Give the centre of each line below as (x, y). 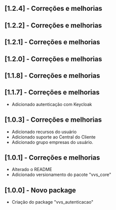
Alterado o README (32, 170)
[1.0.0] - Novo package (40, 190)
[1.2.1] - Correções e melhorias (52, 42)
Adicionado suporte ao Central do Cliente (54, 137)
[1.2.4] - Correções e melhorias (54, 9)
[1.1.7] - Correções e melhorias (52, 92)
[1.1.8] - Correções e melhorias (52, 76)
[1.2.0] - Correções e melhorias (53, 59)
